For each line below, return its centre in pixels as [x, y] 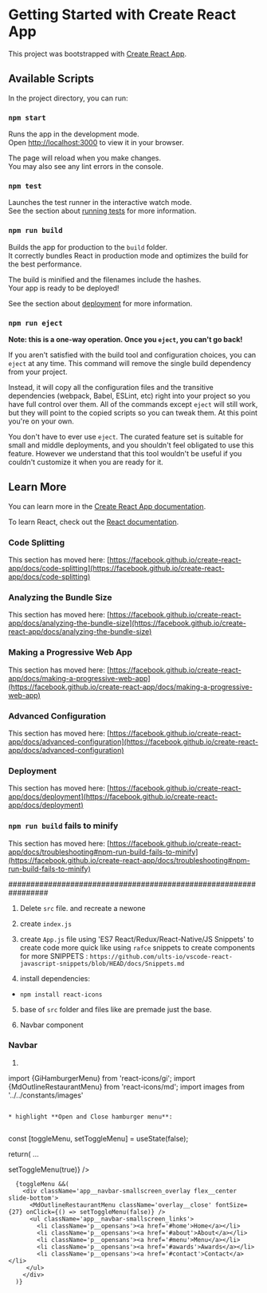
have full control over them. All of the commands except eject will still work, [133, 404]
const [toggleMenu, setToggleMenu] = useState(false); [98, 1138]
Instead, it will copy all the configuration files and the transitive [111, 387]
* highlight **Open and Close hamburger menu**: [90, 1117]
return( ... [24, 1153]
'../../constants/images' [46, 1095]
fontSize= [231, 1205]
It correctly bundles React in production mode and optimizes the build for [128, 255]
